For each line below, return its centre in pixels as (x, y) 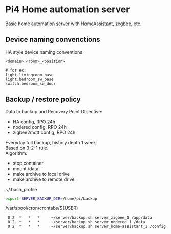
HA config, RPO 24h (34, 122)
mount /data (26, 168)
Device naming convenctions (53, 40)
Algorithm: (16, 153)
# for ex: (16, 70)
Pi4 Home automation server (68, 9)
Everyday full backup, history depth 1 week (51, 142)
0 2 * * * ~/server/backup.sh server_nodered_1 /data (76, 222)
